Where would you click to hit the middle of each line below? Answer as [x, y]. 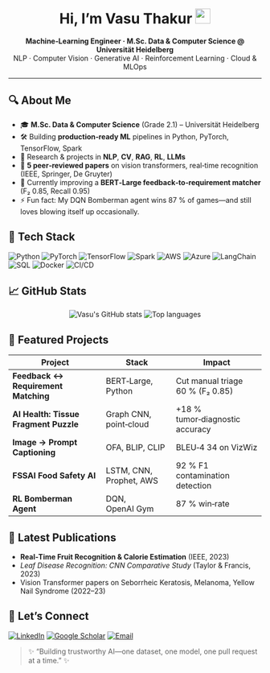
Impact [217, 362]
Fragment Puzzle [45, 424]
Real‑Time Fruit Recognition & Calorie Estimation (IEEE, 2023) [125, 557]
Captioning [34, 452]
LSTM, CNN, [129, 471]
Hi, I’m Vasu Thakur [126, 19]
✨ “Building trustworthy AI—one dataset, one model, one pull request [143, 651]
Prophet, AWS [132, 481]
